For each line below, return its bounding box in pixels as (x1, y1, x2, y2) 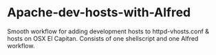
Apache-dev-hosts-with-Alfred (7, 5, 191, 20)
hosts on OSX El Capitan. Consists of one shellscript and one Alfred (7, 34, 199, 42)
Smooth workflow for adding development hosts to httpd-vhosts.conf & (7, 27, 210, 35)
